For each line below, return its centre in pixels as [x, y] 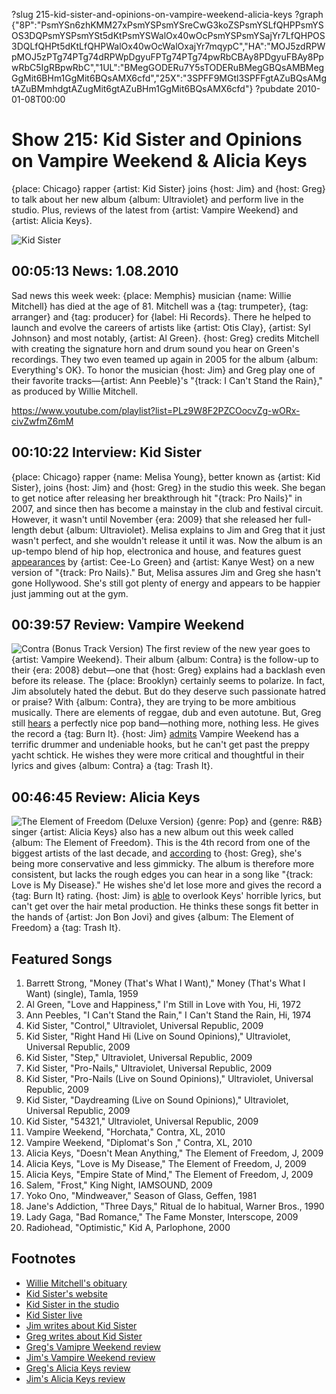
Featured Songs [62, 959]
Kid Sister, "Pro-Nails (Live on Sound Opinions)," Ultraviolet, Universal [169, 1078]
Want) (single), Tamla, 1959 [82, 993]
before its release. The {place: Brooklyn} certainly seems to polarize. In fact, [168, 681]
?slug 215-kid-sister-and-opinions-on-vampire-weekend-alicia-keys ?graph [167, 14]
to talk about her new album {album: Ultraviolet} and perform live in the [157, 199]
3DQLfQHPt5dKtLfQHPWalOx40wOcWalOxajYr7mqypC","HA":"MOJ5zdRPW [168, 46]
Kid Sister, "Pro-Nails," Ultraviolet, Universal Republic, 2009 [149, 1068]
